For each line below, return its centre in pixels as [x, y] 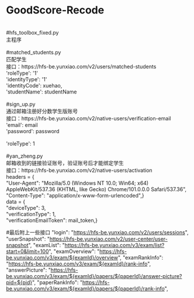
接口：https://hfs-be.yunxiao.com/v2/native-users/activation [79, 170]
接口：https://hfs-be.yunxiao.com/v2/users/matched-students [81, 66]
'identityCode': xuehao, [34, 85]
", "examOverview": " [74, 251]
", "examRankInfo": [141, 257]
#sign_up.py [21, 104]
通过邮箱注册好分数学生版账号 [42, 111]
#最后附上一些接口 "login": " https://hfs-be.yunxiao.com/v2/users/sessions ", [97, 232]
